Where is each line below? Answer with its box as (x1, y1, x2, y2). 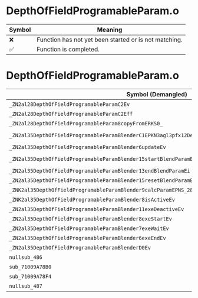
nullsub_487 (9, 283, 43, 289)
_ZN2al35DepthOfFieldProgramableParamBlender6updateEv (9, 144, 166, 150)
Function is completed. (36, 45, 100, 53)
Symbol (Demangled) (126, 90, 187, 98)
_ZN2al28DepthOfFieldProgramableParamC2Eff (9, 111, 133, 117)
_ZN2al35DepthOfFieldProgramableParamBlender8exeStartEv (9, 215, 172, 222)
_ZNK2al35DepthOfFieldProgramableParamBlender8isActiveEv (9, 196, 176, 203)
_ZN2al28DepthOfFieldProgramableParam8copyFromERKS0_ (9, 120, 163, 127)
